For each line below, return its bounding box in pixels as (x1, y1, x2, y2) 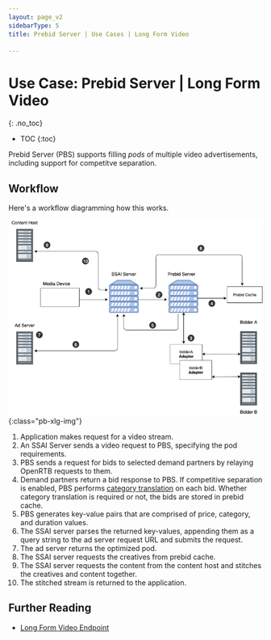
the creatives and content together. (19, 569, 137, 579)
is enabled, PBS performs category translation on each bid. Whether (19, 483, 248, 493)
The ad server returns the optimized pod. (19, 543, 157, 553)
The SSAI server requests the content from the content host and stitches (19, 560, 262, 570)
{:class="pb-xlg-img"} (8, 416, 82, 426)
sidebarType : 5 (8, 21, 60, 30)
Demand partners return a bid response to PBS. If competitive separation (19, 474, 263, 484)
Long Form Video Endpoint (19, 622, 110, 632)
